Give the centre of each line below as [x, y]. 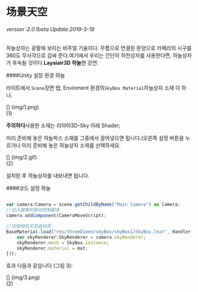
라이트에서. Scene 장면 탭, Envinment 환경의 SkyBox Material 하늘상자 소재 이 [93, 88]
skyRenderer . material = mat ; [52, 248]
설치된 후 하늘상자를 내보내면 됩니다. [48, 176]
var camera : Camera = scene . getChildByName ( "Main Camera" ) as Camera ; [93, 205]
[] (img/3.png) [23, 277]
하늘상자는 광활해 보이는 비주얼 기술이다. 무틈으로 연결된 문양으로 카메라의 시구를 [99, 48]
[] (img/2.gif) [22, 158]
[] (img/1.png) [23, 107]
